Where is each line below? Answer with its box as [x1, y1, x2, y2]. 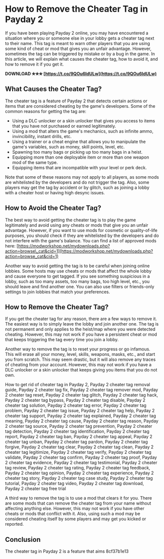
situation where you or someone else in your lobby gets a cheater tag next [5, 35, 155, 41]
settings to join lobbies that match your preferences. [5, 289, 110, 295]
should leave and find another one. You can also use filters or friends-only [5, 283, 155, 289]
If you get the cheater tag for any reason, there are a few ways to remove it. [5, 316, 157, 322]
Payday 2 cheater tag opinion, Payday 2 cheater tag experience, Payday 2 [5, 470, 154, 476]
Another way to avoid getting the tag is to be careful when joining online [5, 263, 150, 269]
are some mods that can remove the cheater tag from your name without [5, 500, 151, 506]
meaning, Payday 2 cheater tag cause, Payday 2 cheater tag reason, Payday [5, 418, 159, 424]
